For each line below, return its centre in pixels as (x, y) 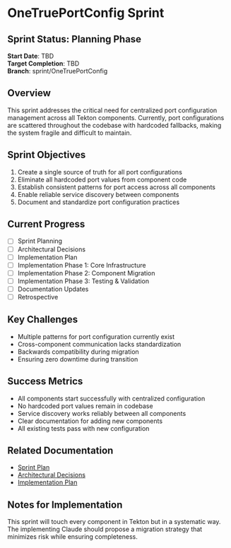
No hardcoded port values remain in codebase (85, 406)
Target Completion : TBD (43, 64)
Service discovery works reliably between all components (102, 413)
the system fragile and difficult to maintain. (70, 133)
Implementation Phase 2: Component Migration (86, 273)
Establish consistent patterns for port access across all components (116, 187)
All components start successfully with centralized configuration (111, 398)
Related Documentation (60, 450)
